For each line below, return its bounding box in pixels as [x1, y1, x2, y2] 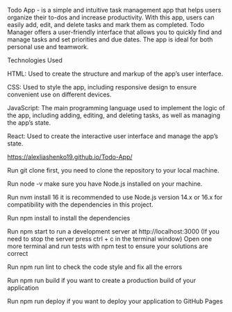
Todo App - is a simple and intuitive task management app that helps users [7, 6, 222, 14]
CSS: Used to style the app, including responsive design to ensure [7, 83, 197, 91]
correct [7, 250, 28, 257]
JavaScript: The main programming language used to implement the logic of [7, 104, 226, 112]
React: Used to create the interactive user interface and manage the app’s [7, 132, 219, 140]
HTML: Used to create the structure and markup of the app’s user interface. [7, 69, 224, 78]
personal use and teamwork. [7, 43, 89, 51]
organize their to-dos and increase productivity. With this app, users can [7, 13, 215, 21]
